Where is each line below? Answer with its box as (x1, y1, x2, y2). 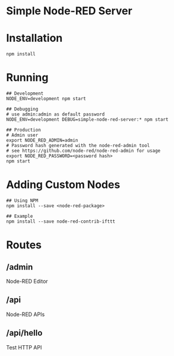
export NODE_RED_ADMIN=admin (6, 138, 78, 143)
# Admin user (6, 132, 39, 138)
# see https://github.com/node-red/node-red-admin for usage (6, 148, 161, 154)
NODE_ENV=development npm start (6, 96, 86, 102)
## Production (6, 127, 42, 133)
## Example (6, 213, 33, 219)
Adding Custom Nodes (6, 178, 121, 192)
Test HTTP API (6, 343, 42, 351)
